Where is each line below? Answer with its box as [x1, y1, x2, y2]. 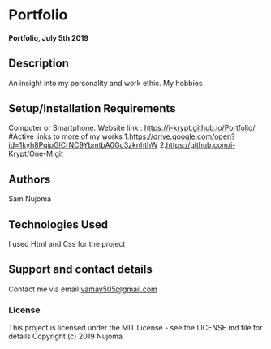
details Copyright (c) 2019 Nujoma [8, 331, 123, 342]
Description [8, 57, 69, 71]
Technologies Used [8, 218, 108, 231]
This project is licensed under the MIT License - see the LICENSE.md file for [8, 323, 263, 333]
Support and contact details [8, 262, 153, 277]
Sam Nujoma [8, 194, 51, 204]
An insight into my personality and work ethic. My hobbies [8, 78, 203, 88]
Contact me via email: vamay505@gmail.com [8, 284, 158, 294]
